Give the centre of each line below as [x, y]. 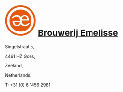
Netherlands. [18, 75]
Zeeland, [14, 65]
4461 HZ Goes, [20, 56]
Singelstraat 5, [20, 46]
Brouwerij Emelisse [78, 33]
